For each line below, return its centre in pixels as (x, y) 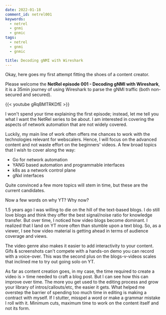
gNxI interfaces (28, 176)
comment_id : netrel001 (29, 14)
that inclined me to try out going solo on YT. (50, 262)
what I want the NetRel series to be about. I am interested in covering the (80, 119)
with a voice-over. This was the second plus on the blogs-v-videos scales (81, 256)
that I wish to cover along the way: (40, 150)
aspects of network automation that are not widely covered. (66, 124)
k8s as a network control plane (44, 170)
